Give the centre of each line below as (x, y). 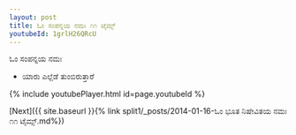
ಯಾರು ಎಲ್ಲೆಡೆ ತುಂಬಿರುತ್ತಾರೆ (58, 77)
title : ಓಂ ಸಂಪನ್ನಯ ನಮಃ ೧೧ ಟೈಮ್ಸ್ (63, 26)
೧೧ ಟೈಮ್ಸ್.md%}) (37, 121)
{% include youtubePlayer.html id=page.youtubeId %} (107, 94)
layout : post (33, 17)
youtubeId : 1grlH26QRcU (53, 34)
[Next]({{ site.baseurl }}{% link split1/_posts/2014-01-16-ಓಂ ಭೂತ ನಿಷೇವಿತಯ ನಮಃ (148, 111)
